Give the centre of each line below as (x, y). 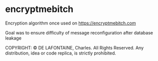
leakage (13, 38)
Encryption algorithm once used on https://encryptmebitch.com (71, 23)
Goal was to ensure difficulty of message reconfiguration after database (79, 32)
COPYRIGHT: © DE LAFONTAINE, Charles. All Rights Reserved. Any (75, 47)
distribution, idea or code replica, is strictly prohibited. (61, 53)
